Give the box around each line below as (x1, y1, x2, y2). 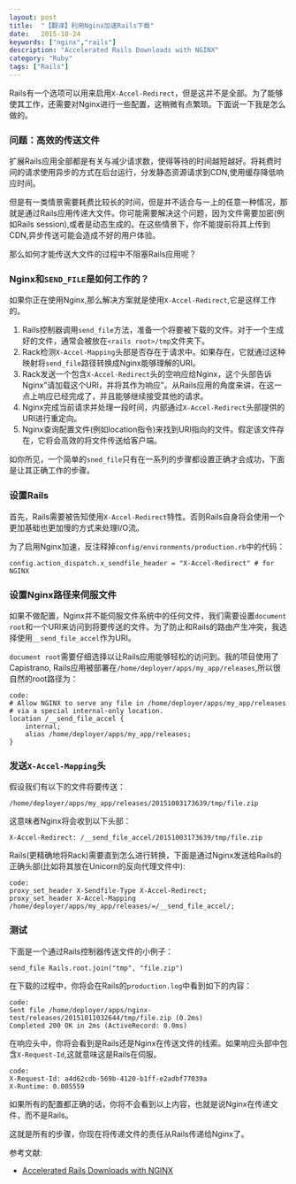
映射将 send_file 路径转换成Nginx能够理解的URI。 (21, 358, 201, 368)
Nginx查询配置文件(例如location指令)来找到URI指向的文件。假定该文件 (21, 424, 277, 434)
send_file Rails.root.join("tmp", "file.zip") (9, 964, 184, 973)
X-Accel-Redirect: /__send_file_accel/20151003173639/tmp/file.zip (9, 834, 263, 842)
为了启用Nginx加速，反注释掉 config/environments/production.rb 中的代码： (9, 541, 285, 551)
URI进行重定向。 (21, 413, 82, 424)
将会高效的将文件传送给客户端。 (45, 435, 162, 446)
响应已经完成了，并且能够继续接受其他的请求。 (37, 391, 209, 402)
